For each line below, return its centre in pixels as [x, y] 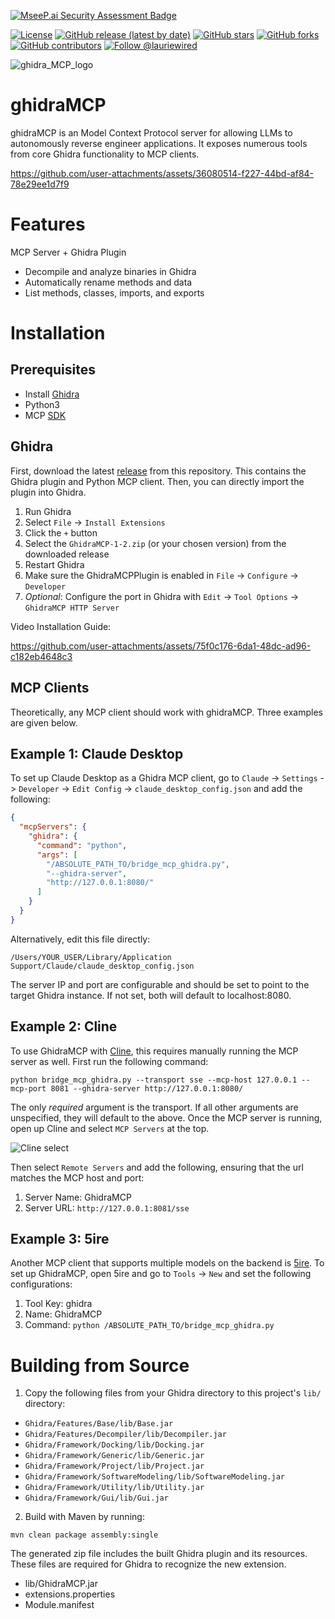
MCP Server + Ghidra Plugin [68, 252]
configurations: [41, 1284]
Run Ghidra [48, 511]
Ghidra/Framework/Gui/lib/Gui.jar [96, 1498]
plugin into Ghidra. [48, 492]
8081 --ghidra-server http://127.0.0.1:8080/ [147, 1088]
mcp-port [28, 1088]
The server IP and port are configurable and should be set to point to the [160, 984]
